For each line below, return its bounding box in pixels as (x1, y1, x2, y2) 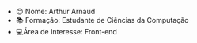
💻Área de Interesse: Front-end (15, 27, 117, 36)
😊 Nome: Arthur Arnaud (15, 7, 96, 16)
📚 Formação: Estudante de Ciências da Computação (15, 16, 189, 24)
